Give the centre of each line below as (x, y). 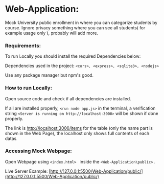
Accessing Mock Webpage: (38, 151)
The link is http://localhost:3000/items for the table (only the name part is (79, 128)
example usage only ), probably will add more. (52, 33)
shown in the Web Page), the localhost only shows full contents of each (77, 133)
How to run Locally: (29, 88)
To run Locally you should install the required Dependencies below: (73, 56)
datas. (12, 138)
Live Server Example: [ (28, 171)
